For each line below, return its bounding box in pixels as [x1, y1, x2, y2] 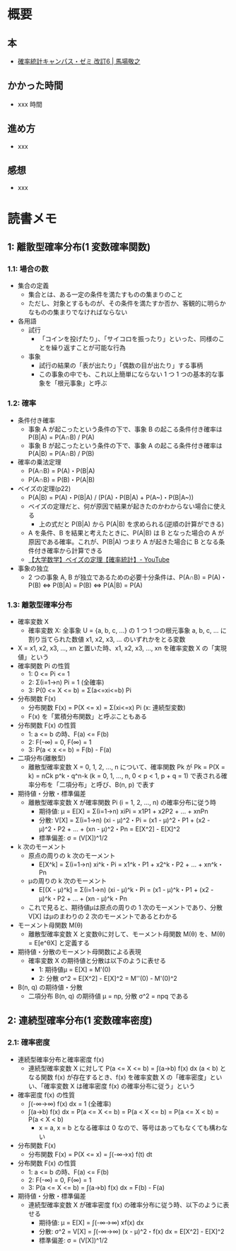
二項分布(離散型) [17, 753, 66, 762]
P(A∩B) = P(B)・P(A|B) [28, 475, 95, 484]
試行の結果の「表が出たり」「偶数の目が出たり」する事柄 [38, 361, 203, 369]
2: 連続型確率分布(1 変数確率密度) [7, 1015, 153, 1027]
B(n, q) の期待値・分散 [17, 983, 83, 991]
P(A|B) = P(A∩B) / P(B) [28, 449, 95, 457]
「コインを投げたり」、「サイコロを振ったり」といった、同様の [38, 335, 219, 343]
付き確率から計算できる [34, 546, 103, 555]
